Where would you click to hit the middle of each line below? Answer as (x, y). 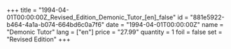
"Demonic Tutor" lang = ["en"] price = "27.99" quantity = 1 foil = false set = (114, 32)
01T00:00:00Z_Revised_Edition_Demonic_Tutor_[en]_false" (91, 17)
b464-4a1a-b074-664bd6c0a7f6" (56, 24)
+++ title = (22, 10)
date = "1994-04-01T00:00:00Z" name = (165, 24)
